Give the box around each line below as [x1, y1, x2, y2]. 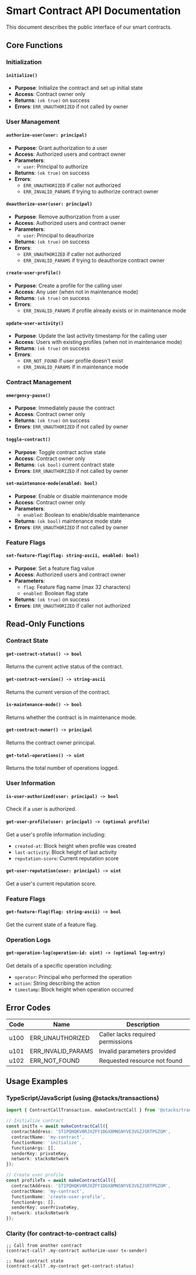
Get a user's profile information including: [6, 831, 106, 838]
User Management [6, 118, 60, 126]
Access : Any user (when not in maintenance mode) [14, 288, 139, 295]
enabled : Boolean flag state [23, 589, 89, 596]
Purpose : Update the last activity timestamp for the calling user [14, 332, 167, 339]
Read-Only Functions [6, 619, 85, 629]
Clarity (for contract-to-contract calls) [6, 1229, 117, 1237]
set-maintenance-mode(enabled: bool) [6, 480, 98, 487]
